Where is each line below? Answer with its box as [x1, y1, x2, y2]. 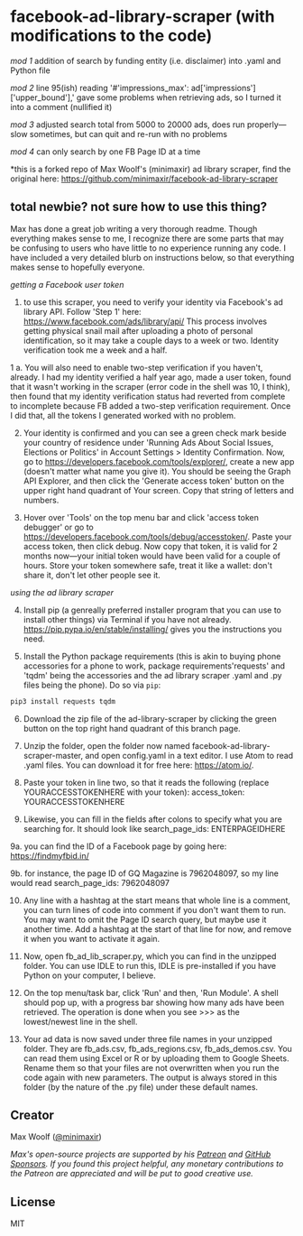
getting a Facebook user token [10, 279, 124, 290]
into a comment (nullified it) [10, 101, 113, 112]
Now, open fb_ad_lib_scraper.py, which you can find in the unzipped [23, 950, 277, 962]
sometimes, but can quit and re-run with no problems [29, 128, 228, 139]
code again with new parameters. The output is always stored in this [23, 1072, 278, 1083]
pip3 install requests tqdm [10, 696, 116, 706]
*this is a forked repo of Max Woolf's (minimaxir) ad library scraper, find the [10, 163, 291, 174]
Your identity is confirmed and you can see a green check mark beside [23, 427, 287, 438]
